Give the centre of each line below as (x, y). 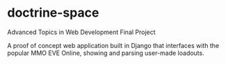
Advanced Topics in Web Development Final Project (81, 32)
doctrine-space (53, 13)
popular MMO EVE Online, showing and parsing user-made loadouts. (106, 53)
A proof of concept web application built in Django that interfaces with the (113, 45)
